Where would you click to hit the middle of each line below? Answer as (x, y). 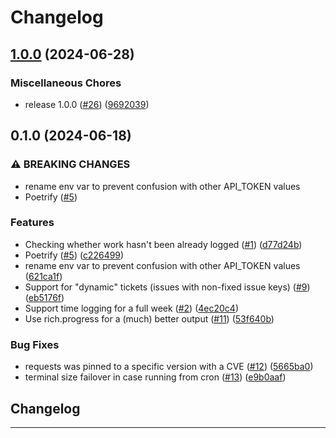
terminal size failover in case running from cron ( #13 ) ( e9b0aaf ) (155, 377)
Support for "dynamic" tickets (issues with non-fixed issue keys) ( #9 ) (167, 287)
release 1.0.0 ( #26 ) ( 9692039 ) (87, 104)
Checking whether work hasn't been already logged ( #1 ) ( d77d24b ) (163, 244)
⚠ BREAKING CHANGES (70, 164)
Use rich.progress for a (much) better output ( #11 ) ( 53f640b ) (149, 318)
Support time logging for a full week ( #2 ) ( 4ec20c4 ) (131, 308)
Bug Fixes (35, 344)
